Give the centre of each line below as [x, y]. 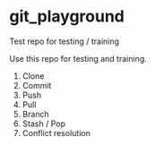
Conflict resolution [56, 133]
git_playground [67, 17]
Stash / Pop [43, 124]
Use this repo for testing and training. [78, 58]
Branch [35, 114]
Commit [37, 85]
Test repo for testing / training [64, 41]
